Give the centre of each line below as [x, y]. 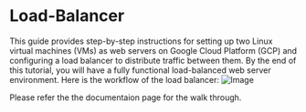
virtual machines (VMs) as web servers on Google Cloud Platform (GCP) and [153, 50]
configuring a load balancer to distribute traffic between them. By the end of [153, 60]
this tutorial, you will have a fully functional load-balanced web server [140, 70]
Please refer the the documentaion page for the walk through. [126, 97]
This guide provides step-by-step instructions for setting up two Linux [141, 41]
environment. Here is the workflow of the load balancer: [115, 79]
